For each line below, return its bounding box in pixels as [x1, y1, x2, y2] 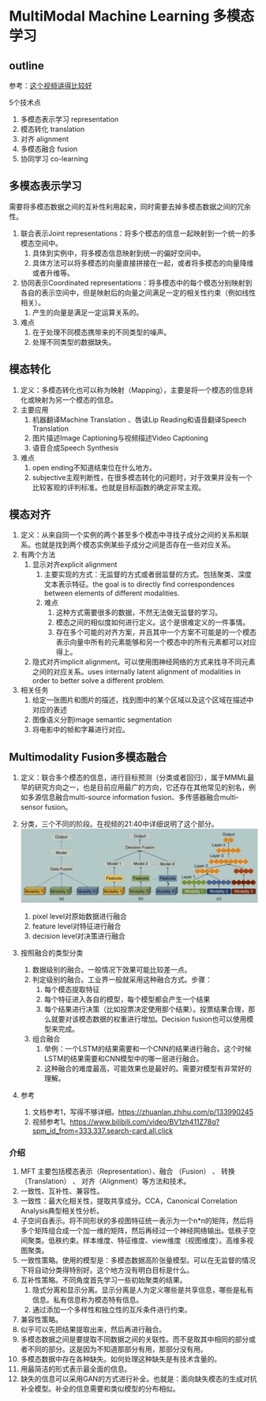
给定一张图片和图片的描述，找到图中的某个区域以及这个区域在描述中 [32, 695, 254, 704]
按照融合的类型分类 [20, 948, 84, 957]
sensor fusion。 [20, 802, 73, 812]
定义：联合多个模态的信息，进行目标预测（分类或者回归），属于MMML [20, 772, 248, 783]
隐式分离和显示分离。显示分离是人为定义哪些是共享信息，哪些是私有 [32, 1286, 254, 1295]
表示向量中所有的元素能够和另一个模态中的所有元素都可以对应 [55, 637, 257, 647]
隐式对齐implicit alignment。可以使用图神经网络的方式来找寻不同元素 [32, 657, 256, 667]
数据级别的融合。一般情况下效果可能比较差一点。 [32, 965, 192, 974]
